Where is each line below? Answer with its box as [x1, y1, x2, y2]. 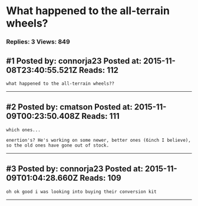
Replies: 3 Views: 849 [6, 38, 71, 46]
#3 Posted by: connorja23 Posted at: [6, 164, 143, 174]
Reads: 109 [79, 173, 122, 183]
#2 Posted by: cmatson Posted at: [6, 102, 133, 112]
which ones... [6, 127, 41, 133]
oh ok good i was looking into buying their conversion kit [6, 188, 157, 195]
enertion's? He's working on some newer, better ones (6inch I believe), [6, 137, 192, 143]
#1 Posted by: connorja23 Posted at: [6, 56, 142, 66]
